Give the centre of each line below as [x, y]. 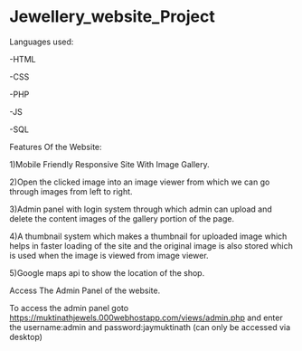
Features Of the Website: [56, 147]
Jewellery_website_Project [112, 17]
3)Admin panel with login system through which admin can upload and [141, 209]
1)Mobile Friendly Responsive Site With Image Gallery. [109, 164]
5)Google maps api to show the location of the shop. [107, 272]
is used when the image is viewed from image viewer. [109, 255]
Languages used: [42, 42]
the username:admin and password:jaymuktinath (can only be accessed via [150, 327]
